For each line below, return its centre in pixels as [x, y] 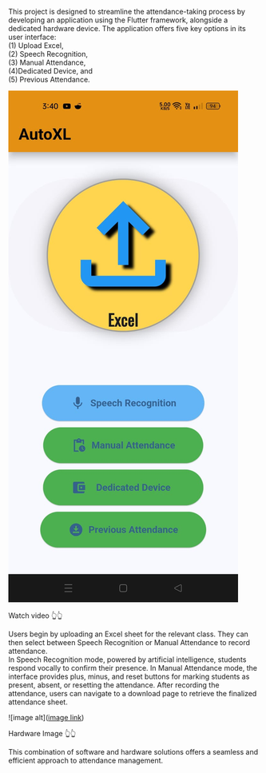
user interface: [32, 37]
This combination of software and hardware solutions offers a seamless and [133, 752]
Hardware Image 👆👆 [42, 733]
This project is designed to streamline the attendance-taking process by [127, 12]
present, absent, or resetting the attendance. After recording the [114, 685]
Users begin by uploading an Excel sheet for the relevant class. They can [129, 634]
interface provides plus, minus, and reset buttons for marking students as [129, 676]
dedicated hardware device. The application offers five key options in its [127, 28]
